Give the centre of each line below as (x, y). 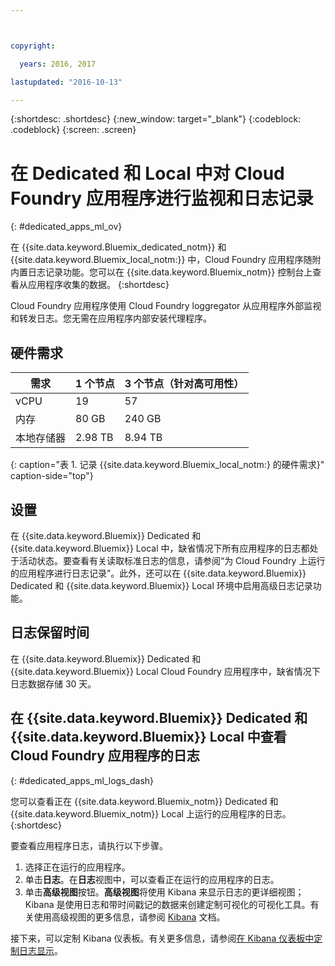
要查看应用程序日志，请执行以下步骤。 (89, 845)
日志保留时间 (50, 632)
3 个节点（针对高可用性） (184, 384)
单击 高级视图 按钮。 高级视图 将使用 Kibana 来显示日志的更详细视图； (164, 892)
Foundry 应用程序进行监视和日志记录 (162, 198)
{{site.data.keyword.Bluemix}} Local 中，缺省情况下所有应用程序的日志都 (160, 548)
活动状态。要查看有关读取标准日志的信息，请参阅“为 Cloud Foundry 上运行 (172, 560)
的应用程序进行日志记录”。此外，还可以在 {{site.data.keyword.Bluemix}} (158, 573)
